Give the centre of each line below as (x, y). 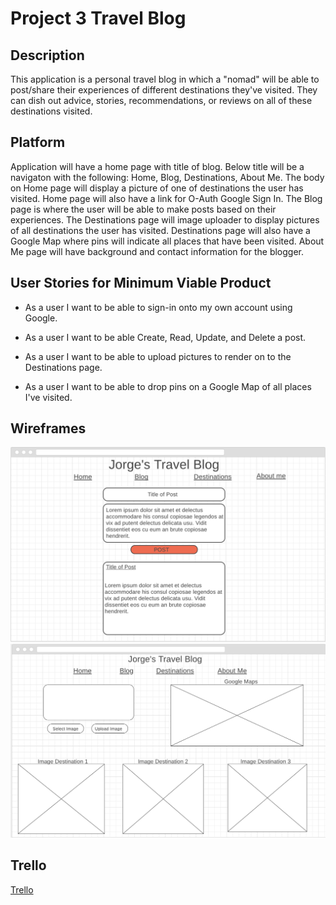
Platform (38, 142)
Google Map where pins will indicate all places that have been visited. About (167, 241)
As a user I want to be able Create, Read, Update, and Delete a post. (165, 337)
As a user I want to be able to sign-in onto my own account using (158, 307)
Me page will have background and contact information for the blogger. (157, 251)
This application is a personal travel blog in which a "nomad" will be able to (165, 79)
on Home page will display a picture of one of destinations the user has (157, 188)
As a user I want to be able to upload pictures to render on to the (158, 356)
